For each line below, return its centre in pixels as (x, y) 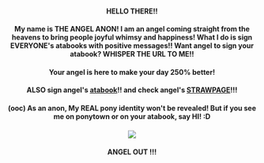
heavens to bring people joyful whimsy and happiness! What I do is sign (132, 37)
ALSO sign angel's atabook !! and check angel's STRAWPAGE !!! (132, 90)
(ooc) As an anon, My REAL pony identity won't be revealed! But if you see (132, 108)
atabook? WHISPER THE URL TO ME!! (132, 54)
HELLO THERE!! (132, 11)
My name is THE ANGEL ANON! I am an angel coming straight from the (132, 29)
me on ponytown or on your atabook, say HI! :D (132, 116)
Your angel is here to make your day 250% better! (132, 72)
